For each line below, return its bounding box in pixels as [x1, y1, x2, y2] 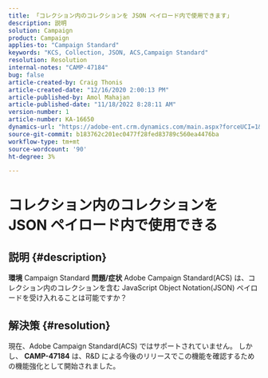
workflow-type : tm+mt [8, 137, 81, 146]
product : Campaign [8, 33, 69, 42]
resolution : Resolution [8, 57, 88, 65]
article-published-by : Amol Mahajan [8, 93, 130, 101]
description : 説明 [8, 19, 67, 27]
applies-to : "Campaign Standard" [8, 41, 120, 49]
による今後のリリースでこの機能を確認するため [100, 352, 255, 361]
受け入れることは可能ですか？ [29, 293, 128, 303]
